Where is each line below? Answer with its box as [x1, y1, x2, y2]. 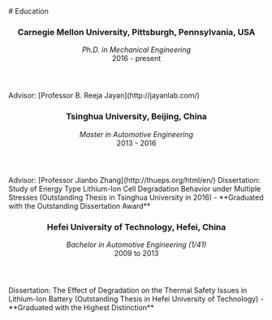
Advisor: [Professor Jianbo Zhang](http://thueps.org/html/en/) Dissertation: [8, 175, 261, 184]
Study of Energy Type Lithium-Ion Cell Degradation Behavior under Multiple [8, 184, 261, 193]
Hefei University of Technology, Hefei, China [46, 221, 227, 232]
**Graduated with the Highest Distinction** [8, 302, 154, 312]
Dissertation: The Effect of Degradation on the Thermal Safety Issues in [8, 285, 248, 295]
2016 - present [111, 54, 162, 63]
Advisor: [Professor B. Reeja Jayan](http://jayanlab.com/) [8, 91, 201, 101]
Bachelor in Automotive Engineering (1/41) [66, 240, 207, 249]
